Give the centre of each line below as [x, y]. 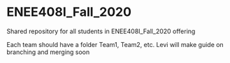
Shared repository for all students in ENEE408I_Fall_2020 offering [101, 31]
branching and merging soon [48, 52]
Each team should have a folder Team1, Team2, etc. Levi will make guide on [115, 44]
